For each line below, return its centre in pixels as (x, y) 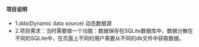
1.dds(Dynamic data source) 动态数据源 (63, 23)
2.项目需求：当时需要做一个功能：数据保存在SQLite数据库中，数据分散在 (104, 31)
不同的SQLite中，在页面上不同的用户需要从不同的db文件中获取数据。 (99, 38)
